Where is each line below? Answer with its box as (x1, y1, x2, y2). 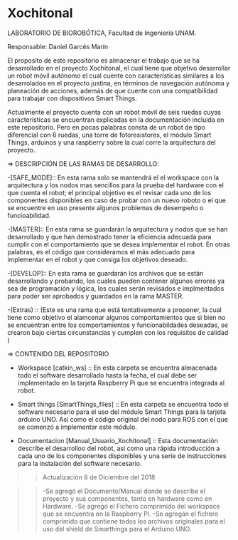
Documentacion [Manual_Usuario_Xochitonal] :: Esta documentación (17, 436, 218, 445)
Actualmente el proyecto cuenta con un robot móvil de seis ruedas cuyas (7, 108, 222, 116)
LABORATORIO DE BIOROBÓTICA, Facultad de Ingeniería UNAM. (7, 28, 197, 37)
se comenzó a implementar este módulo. (17, 422, 137, 431)
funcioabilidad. (7, 211, 51, 219)
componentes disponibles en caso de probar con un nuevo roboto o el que (7, 196, 226, 204)
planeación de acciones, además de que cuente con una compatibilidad (7, 86, 218, 95)
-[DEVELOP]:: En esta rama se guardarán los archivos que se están (7, 269, 204, 277)
